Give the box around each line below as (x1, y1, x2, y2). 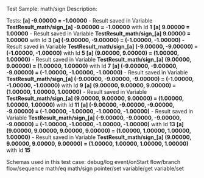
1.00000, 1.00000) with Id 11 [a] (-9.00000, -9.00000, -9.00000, (6, 101, 175, 109)
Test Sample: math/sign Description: (6, 5, 97, 12)
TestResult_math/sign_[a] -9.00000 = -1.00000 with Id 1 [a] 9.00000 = (6, 24, 190, 30)
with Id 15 (6, 146, 30, 154)
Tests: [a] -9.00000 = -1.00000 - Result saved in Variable (6, 17, 153, 24)
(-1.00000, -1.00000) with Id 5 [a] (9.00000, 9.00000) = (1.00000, (6, 49, 180, 57)
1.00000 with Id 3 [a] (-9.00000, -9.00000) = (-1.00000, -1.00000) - (6, 37, 185, 43)
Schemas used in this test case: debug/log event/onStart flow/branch (6, 158, 181, 165)
